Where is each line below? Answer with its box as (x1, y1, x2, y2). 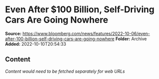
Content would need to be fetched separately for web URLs (5, 68, 125, 74)
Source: (5, 30, 22, 36)
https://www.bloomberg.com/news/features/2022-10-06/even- (23, 30, 150, 36)
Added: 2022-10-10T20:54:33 (5, 41, 67, 47)
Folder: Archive (115, 36, 147, 42)
